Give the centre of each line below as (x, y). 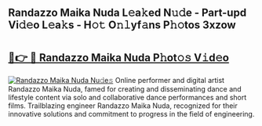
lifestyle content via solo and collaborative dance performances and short (127, 97)
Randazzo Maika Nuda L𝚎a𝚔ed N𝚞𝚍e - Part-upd (127, 13)
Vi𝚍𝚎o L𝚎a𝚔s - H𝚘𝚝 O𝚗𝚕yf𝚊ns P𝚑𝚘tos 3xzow (122, 25)
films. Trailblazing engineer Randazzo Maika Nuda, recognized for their (123, 106)
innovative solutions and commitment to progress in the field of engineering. (131, 114)
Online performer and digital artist (170, 80)
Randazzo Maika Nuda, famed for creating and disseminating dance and (125, 89)
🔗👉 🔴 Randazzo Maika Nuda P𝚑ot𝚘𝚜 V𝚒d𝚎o (119, 58)
